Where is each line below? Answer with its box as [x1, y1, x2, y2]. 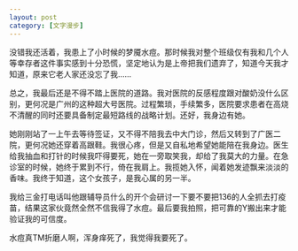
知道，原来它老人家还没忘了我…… [9, 68, 132, 80]
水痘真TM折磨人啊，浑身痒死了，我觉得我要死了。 [9, 232, 192, 243]
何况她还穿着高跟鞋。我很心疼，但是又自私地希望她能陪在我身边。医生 [32, 139, 289, 150]
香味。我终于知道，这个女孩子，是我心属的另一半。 [9, 172, 196, 183]
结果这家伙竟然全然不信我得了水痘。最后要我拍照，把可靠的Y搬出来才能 [24, 202, 286, 213]
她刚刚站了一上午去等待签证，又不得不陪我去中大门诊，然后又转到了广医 [9, 128, 273, 139]
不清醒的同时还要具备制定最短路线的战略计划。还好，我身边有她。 [9, 110, 250, 120]
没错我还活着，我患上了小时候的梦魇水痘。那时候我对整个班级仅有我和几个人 [9, 46, 289, 57]
